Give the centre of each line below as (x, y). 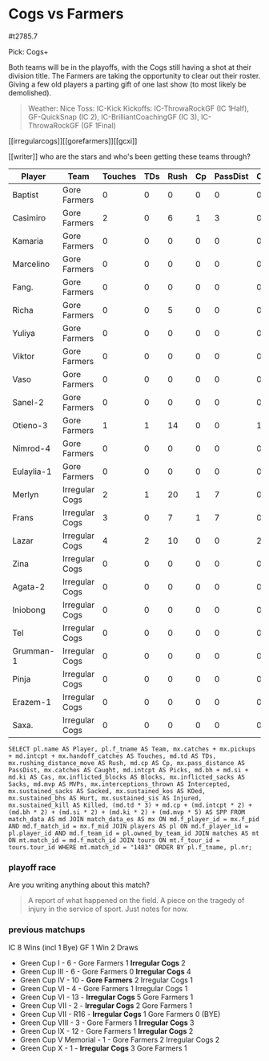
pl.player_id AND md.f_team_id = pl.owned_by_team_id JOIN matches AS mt (134, 833)
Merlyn (26, 494)
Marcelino (31, 264)
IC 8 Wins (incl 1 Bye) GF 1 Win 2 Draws (73, 947)
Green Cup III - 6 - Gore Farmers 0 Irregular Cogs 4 (106, 971)
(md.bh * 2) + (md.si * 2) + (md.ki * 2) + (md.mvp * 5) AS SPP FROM (127, 812)
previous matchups (47, 929)
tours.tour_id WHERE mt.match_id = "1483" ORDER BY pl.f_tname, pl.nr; (130, 847)
